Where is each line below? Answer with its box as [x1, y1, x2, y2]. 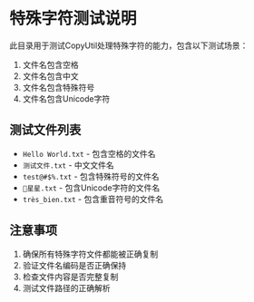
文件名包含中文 [22, 70, 79, 82]
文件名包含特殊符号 [22, 82, 95, 93]
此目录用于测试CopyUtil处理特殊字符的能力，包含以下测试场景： [9, 40, 249, 51]
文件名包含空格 [22, 59, 79, 70]
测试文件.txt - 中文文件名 [22, 160, 115, 170]
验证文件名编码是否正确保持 [22, 259, 127, 270]
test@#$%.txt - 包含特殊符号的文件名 [22, 170, 161, 181]
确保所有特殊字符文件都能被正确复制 [22, 248, 159, 259]
